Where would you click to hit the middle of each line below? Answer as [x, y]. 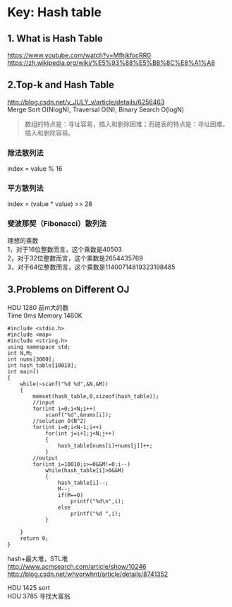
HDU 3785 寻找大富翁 [39, 596]
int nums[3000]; [31, 359]
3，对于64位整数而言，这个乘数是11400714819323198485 [91, 267]
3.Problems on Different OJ [68, 290]
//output [45, 458]
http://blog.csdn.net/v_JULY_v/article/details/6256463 [86, 102]
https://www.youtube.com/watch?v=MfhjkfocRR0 [79, 55]
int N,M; [20, 353]
